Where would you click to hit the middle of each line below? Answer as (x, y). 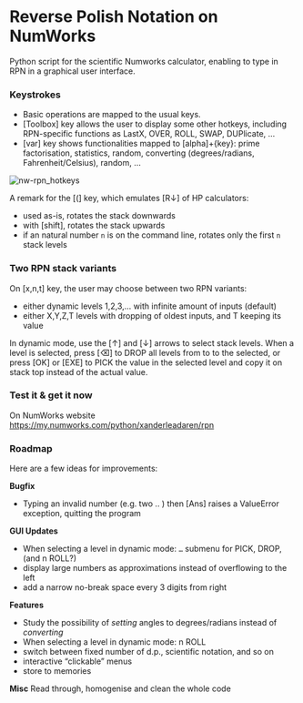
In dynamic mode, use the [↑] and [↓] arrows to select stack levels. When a (151, 342)
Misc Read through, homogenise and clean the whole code (121, 688)
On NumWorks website (52, 415)
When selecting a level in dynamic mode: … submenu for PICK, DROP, (152, 549)
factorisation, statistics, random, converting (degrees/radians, (138, 153)
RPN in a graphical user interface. (72, 71)
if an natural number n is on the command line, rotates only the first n (151, 235)
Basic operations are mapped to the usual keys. (112, 115)
